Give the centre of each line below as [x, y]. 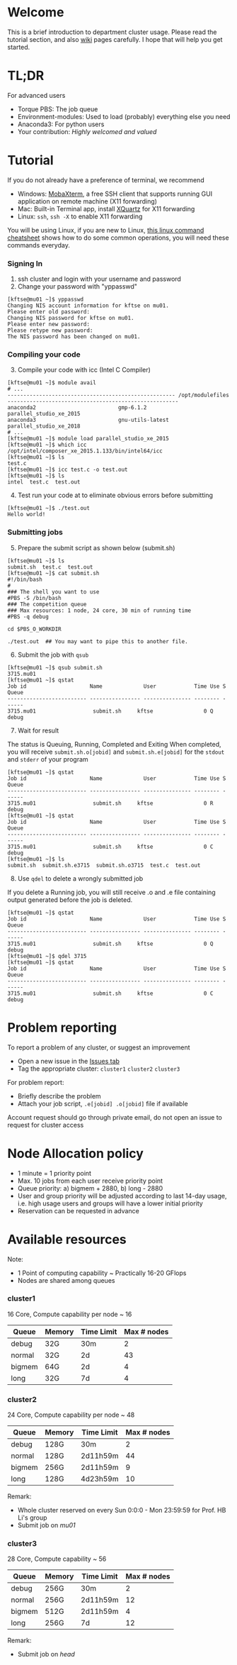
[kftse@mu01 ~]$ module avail [52, 383]
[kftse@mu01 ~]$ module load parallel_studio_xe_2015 [88, 439]
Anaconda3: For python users [61, 124]
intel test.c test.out [44, 482]
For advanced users [36, 95]
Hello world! [27, 515]
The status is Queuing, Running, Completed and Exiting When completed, [114, 744]
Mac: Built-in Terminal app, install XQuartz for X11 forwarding [106, 208]
